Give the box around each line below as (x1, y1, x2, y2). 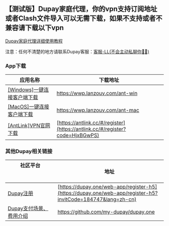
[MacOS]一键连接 (8, 103, 49, 110)
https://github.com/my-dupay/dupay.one (57, 208, 155, 215)
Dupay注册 (8, 190, 34, 197)
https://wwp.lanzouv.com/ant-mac (56, 107, 139, 114)
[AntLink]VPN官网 (8, 122, 50, 129)
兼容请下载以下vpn (5, 24, 64, 32)
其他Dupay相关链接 (5, 148, 53, 155)
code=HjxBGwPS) (56, 132, 100, 139)
